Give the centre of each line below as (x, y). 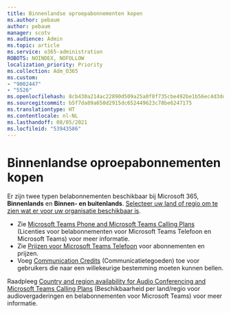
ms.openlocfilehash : (37, 97)
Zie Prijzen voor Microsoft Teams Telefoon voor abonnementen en (111, 246)
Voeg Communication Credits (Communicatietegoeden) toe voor (108, 261)
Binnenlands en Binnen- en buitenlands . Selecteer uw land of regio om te (113, 204)
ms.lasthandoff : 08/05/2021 (47, 122)
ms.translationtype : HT (41, 109)
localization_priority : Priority (55, 65)
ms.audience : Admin (35, 39)
